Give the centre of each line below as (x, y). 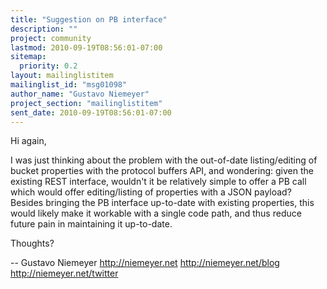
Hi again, (28, 141)
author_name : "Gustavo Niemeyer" (80, 94)
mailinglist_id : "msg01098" (69, 85)
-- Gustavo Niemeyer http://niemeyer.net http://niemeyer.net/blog (145, 263)
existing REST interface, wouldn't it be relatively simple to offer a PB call (158, 182)
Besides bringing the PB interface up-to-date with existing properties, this (162, 203)
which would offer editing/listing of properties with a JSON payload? (151, 192)
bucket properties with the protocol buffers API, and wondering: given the (162, 171)
